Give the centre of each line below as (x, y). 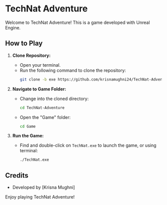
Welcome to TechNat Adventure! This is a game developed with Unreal (78, 22)
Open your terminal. (40, 65)
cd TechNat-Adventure (42, 107)
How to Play (24, 44)
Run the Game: (28, 136)
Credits (17, 175)
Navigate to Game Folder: (39, 89)
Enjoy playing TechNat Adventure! (40, 197)
